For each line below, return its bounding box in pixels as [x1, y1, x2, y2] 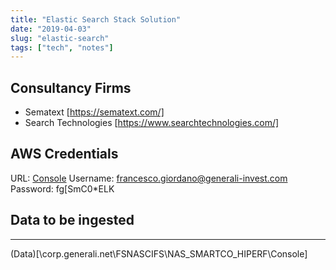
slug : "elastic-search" [10, 33, 110, 43]
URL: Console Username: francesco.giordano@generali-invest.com [10, 172, 288, 184]
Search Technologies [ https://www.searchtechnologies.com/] [24, 117, 280, 129]
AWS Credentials [10, 146, 119, 163]
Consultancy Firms [10, 79, 132, 96]
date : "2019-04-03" [10, 24, 92, 34]
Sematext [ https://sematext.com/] [24, 106, 165, 118]
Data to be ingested [10, 212, 135, 229]
